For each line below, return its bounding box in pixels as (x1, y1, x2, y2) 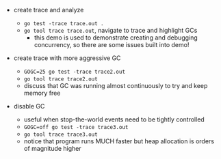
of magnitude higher (23, 145, 81, 152)
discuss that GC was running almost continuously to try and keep (23, 82, 208, 89)
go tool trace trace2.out (23, 76, 98, 83)
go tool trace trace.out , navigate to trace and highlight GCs (23, 27, 198, 34)
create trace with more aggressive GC (13, 54, 121, 62)
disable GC (13, 102, 45, 110)
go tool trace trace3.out (23, 131, 98, 138)
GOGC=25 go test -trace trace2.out (23, 68, 125, 75)
